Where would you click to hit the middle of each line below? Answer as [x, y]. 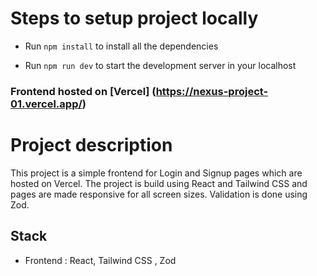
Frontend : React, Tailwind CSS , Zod [100, 260]
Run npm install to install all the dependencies [121, 46]
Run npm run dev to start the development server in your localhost [160, 65]
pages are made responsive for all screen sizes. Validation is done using [159, 194]
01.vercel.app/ [46, 104]
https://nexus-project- [212, 91]
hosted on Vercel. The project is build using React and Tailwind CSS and [159, 183]
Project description [91, 145]
